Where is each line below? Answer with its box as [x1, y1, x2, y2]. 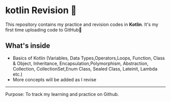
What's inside [5, 42, 50, 50]
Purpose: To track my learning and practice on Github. [5, 91, 119, 97]
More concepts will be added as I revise [12, 76, 97, 83]
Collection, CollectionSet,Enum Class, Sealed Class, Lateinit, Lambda [12, 65, 158, 72]
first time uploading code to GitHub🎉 [5, 26, 82, 32]
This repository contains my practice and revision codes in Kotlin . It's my [5, 21, 159, 27]
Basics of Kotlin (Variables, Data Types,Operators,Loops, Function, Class [12, 55, 165, 61]
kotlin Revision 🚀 [5, 5, 77, 16]
